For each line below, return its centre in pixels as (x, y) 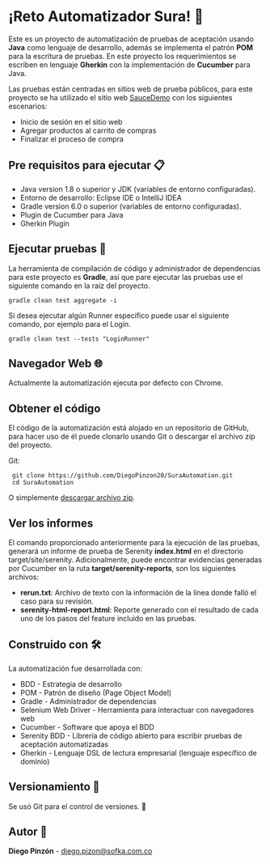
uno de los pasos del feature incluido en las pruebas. (108, 618)
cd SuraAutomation (43, 483)
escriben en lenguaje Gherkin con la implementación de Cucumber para (129, 65)
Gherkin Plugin (45, 223)
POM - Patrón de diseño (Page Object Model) (96, 692)
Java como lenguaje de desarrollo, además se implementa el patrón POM (131, 47)
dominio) (35, 761)
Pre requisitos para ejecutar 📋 (87, 165)
